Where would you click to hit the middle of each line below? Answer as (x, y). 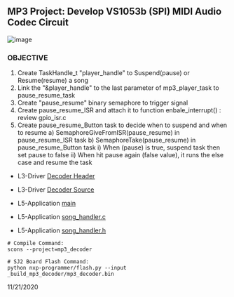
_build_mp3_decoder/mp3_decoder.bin (61, 274)
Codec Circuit (38, 23)
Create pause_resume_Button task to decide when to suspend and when (122, 125)
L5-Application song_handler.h (62, 230)
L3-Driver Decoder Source (56, 190)
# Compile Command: (36, 244)
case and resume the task (55, 163)
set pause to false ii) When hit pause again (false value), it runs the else (121, 155)
